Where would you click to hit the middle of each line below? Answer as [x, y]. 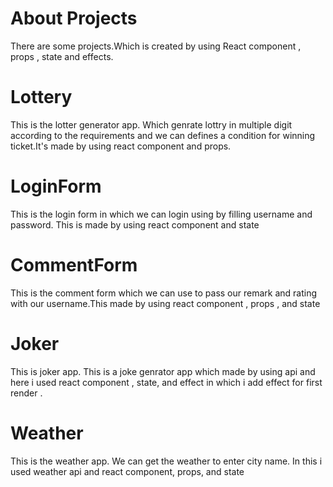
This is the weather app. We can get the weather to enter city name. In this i [166, 461]
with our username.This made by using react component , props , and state [165, 303]
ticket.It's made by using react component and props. [121, 146]
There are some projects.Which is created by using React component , [156, 46]
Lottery [41, 97]
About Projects [74, 18]
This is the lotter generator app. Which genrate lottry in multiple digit [151, 124]
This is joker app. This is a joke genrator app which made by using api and [163, 371]
